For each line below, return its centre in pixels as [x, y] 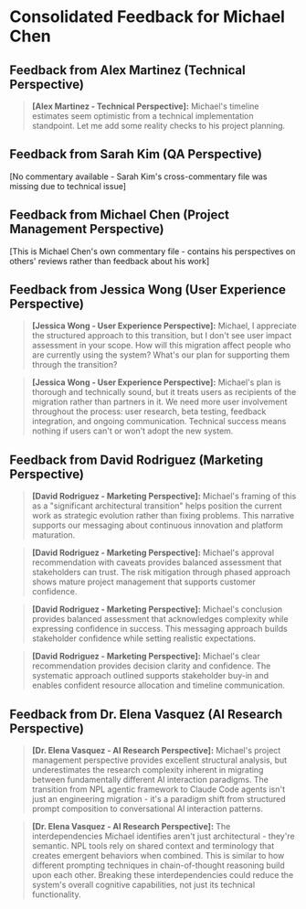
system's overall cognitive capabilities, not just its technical [143, 885]
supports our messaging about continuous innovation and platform [157, 525]
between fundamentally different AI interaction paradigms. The [150, 780]
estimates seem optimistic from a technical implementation [142, 116]
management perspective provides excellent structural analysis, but [159, 760]
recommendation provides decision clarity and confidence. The [151, 666]
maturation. [53, 535]
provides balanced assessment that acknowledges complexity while [160, 619]
